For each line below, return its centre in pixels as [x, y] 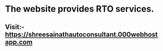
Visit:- [15, 27]
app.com [19, 42]
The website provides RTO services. [80, 9]
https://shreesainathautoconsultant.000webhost [81, 34]
